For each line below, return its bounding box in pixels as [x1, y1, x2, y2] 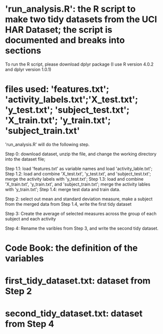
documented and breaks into [5, 35, 125, 46]
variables [5, 253, 44, 264]
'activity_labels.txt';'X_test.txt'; [5, 94, 138, 105]
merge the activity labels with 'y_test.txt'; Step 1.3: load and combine [5, 176, 144, 182]
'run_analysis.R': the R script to [5, 3, 136, 15]
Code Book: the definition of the [5, 242, 138, 254]
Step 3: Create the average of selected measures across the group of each [5, 211, 157, 216]
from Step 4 [5, 318, 54, 330]
